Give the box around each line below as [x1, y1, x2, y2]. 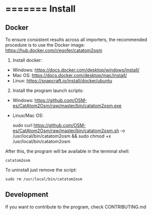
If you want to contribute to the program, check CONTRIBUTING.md [5, 203, 146, 210]
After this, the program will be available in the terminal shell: [5, 148, 130, 154]
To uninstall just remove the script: [5, 167, 77, 173]
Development [5, 190, 49, 199]
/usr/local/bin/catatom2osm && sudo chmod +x [12, 133, 111, 139]
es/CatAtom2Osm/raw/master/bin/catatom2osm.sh [12, 127, 120, 134]
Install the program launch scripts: [12, 88, 84, 94]
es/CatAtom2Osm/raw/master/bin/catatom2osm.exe [12, 103, 122, 109]
